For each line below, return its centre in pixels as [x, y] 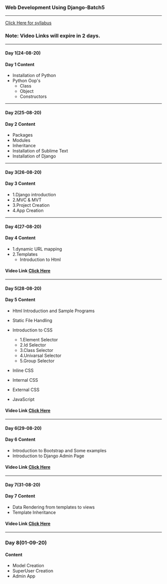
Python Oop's [26, 81]
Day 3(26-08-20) [23, 172]
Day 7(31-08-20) [23, 485]
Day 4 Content [20, 238]
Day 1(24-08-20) [23, 53]
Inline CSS [23, 370]
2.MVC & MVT [27, 200]
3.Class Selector [37, 350]
